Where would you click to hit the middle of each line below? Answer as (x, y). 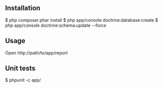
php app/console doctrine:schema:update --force (56, 25)
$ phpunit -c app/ (23, 80)
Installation (23, 8)
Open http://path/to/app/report (37, 53)
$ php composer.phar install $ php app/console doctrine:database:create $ (81, 20)
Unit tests (20, 68)
